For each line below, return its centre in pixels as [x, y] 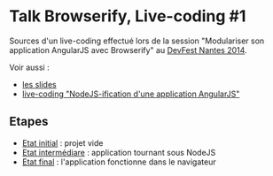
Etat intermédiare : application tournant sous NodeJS [119, 152]
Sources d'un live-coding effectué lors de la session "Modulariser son [137, 41]
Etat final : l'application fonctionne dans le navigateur [119, 162]
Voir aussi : [30, 67]
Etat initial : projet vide [62, 142]
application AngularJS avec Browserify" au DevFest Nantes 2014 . [128, 50]
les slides [39, 84]
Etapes [29, 122]
